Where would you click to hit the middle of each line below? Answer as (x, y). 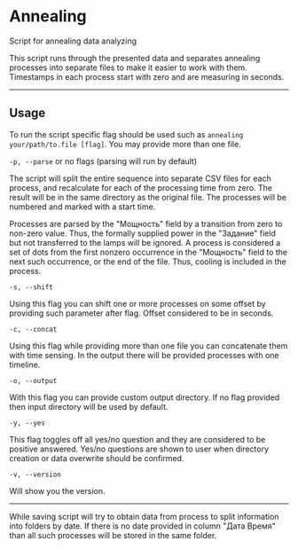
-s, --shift (31, 287)
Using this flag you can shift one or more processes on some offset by (137, 303)
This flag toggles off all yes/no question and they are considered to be (137, 439)
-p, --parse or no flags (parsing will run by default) (103, 161)
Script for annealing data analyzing (73, 41)
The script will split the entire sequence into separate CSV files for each (141, 178)
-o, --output (33, 380)
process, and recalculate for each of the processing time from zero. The (141, 187)
